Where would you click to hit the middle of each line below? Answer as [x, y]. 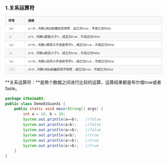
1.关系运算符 [20, 7]
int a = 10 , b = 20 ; [44, 114]
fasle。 [12, 88]
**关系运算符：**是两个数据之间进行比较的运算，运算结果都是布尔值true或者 [83, 82]
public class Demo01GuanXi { [35, 104]
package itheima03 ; [25, 98]
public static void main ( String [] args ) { [59, 109]
